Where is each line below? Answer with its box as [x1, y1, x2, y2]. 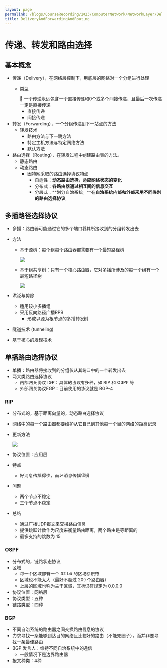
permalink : [5, 12, 28, 17]
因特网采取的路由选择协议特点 [27, 171, 88, 177]
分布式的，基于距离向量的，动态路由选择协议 [12, 410, 104, 416]
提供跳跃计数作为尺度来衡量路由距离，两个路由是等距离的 [19, 527, 138, 533]
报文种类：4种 [12, 657, 42, 663]
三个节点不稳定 [19, 500, 51, 506]
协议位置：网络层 [12, 589, 48, 595]
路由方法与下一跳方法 [27, 133, 71, 139]
